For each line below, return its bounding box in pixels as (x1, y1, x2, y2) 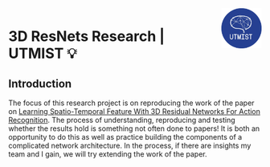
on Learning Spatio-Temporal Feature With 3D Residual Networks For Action (8, 107, 261, 116)
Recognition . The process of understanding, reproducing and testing (8, 116, 235, 124)
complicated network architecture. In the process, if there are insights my (8, 141, 252, 150)
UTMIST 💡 (8, 44, 78, 63)
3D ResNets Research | (8, 27, 165, 46)
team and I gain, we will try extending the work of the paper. (8, 149, 207, 159)
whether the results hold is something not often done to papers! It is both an (8, 124, 260, 133)
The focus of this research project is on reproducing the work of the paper (8, 98, 255, 108)
